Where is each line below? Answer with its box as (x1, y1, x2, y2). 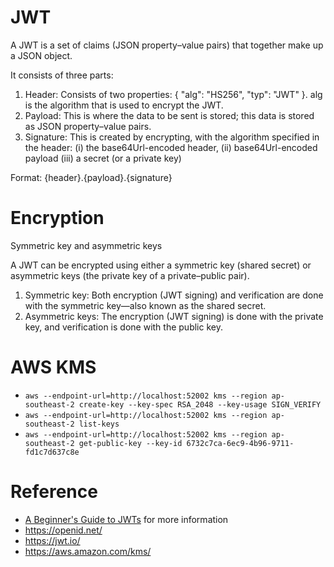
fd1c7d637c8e (24, 447, 80, 457)
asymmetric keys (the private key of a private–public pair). (10, 269, 250, 281)
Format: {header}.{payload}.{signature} (10, 171, 173, 183)
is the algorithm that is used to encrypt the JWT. (24, 99, 224, 111)
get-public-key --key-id (78, 438, 183, 448)
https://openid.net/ (24, 524, 103, 536)
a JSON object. (10, 49, 73, 61)
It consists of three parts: (10, 69, 114, 81)
